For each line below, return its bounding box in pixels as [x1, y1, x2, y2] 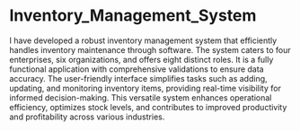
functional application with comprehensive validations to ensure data [9, 64, 264, 74]
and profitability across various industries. [9, 111, 165, 122]
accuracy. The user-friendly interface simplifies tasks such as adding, [9, 73, 268, 83]
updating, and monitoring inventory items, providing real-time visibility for [9, 83, 281, 93]
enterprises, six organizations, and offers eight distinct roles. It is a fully [9, 54, 274, 65]
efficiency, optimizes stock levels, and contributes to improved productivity [9, 101, 287, 112]
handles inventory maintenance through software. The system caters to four [9, 44, 292, 55]
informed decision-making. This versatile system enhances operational [9, 92, 272, 103]
